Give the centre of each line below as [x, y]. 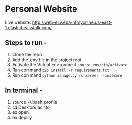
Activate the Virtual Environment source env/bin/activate [70, 64]
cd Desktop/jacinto [31, 107]
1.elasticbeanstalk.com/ [29, 27]
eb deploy [22, 117]
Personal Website [41, 9]
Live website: [18, 22]
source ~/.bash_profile [35, 102]
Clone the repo [27, 54]
